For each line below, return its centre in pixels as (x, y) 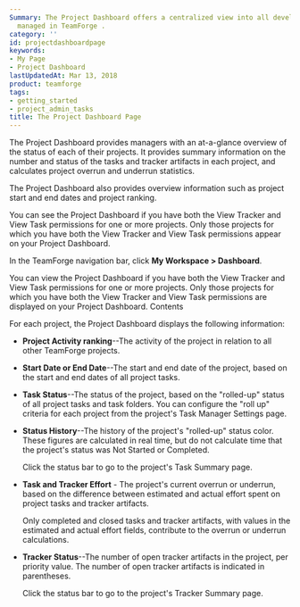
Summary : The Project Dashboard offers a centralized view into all (139, 17)
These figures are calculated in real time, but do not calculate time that (152, 441)
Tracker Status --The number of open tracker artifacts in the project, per (155, 557)
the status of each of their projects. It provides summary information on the (147, 152)
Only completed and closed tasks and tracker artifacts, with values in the (156, 521)
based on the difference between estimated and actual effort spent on (151, 494)
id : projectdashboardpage (57, 42)
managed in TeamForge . (61, 26)
